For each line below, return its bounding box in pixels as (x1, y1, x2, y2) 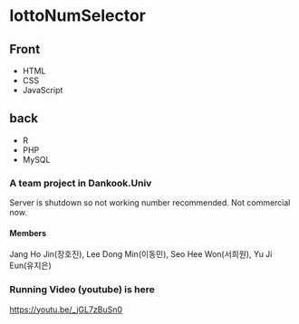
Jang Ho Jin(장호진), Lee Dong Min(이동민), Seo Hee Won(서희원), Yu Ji (9, 249, 273, 260)
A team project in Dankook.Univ (9, 176, 152, 189)
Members (9, 227, 47, 238)
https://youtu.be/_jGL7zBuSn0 (9, 304, 123, 315)
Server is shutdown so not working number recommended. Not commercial (9, 197, 291, 208)
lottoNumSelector (9, 5, 147, 26)
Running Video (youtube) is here (9, 283, 156, 296)
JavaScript (22, 85, 63, 95)
